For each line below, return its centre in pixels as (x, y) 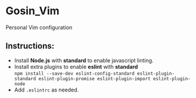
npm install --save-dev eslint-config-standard (74, 73)
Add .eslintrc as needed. (46, 90)
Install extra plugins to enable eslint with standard (76, 67)
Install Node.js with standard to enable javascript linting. (84, 60)
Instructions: (30, 46)
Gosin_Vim (33, 11)
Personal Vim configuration (39, 27)
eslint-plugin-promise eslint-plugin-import (94, 78)
